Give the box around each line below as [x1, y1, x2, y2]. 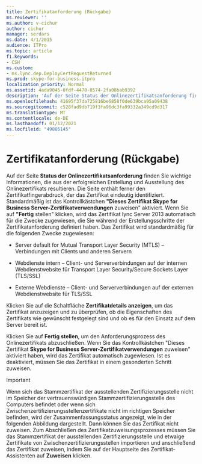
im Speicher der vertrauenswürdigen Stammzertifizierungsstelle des [6, 394, 176, 401]
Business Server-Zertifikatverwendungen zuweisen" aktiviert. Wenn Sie [6, 204, 189, 211]
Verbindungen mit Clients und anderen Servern [14, 247, 132, 255]
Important [6, 376, 31, 383]
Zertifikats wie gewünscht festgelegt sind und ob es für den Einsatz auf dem [6, 314, 195, 322]
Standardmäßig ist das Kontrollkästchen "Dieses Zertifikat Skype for [6, 197, 178, 205]
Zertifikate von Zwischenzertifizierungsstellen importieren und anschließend [6, 439, 195, 446]
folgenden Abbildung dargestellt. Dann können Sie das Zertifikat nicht [6, 419, 179, 427]
